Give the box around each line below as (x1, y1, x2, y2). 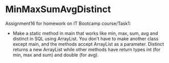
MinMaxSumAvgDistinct (5, 4, 111, 15)
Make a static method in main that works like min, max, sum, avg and (12, 30, 158, 36)
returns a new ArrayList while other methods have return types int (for (12, 46, 161, 52)
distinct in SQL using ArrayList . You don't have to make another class (12, 36, 159, 42)
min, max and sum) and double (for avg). (12, 52, 99, 58)
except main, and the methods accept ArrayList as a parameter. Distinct (12, 41, 164, 47)
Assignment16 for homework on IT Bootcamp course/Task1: (5, 20, 131, 26)
